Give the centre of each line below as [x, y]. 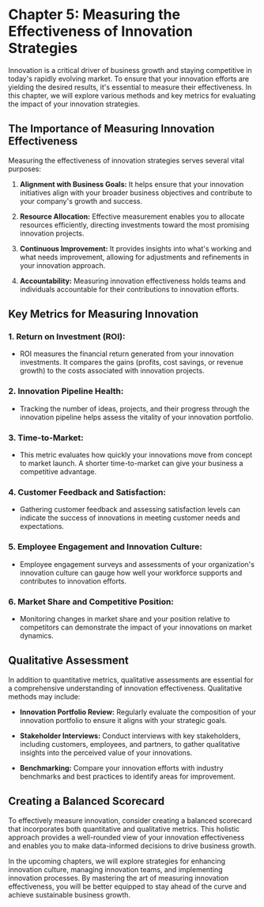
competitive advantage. [58, 472]
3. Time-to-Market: [46, 438]
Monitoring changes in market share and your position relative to [125, 618]
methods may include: [44, 696]
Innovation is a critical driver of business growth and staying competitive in [130, 70]
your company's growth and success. [81, 201]
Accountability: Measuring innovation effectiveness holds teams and [133, 281]
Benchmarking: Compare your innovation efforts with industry [121, 767]
